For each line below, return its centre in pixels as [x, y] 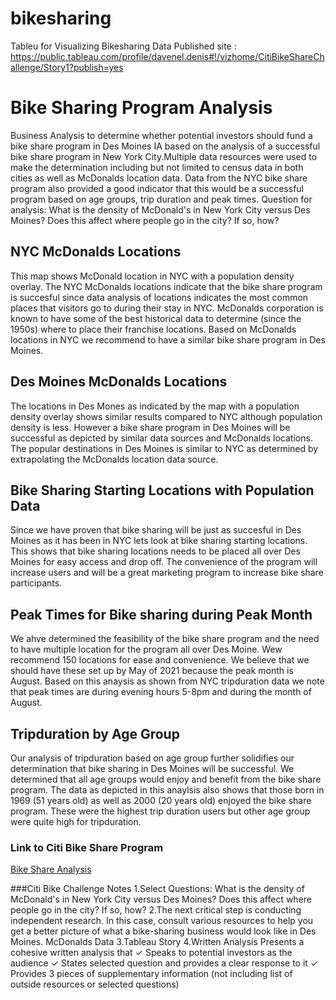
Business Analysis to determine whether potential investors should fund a [161, 135]
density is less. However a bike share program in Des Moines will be [150, 427]
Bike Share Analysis [51, 869]
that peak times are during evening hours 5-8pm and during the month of [161, 692]
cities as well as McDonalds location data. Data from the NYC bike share [159, 178]
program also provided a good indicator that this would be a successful [157, 188]
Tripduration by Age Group [95, 733]
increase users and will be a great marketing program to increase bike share [167, 573]
